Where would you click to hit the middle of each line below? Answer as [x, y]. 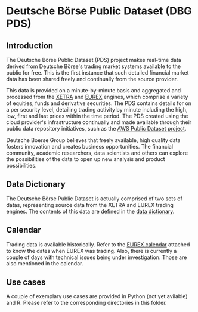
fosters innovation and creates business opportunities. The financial [90, 146]
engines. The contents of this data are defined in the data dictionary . [90, 211]
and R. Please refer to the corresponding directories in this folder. [86, 303]
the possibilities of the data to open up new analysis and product [86, 159]
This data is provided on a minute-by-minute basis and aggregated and [94, 90]
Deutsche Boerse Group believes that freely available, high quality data [93, 140]
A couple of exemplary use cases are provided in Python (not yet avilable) [97, 296]
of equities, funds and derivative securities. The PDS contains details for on [99, 103]
